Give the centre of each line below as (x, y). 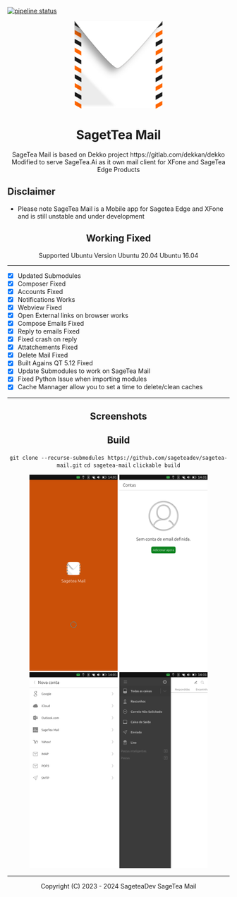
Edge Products (119, 169)
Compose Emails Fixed (51, 323)
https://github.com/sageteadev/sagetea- (167, 458)
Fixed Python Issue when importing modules (82, 379)
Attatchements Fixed (48, 347)
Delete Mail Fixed (43, 355)
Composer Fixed (42, 283)
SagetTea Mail (119, 135)
